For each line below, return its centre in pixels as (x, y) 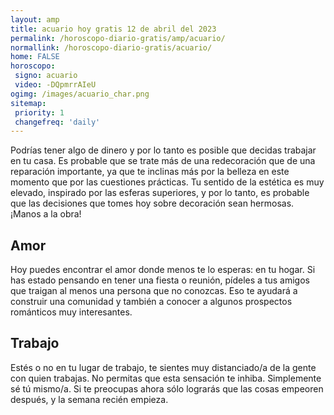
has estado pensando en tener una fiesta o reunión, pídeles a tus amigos (160, 280)
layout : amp (35, 19)
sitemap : (28, 103)
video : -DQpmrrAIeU (55, 85)
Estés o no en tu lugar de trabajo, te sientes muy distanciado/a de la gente (163, 367)
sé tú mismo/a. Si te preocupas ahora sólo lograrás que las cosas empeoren (167, 388)
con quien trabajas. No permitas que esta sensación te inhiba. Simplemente (166, 378)
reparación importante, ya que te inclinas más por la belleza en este (150, 172)
